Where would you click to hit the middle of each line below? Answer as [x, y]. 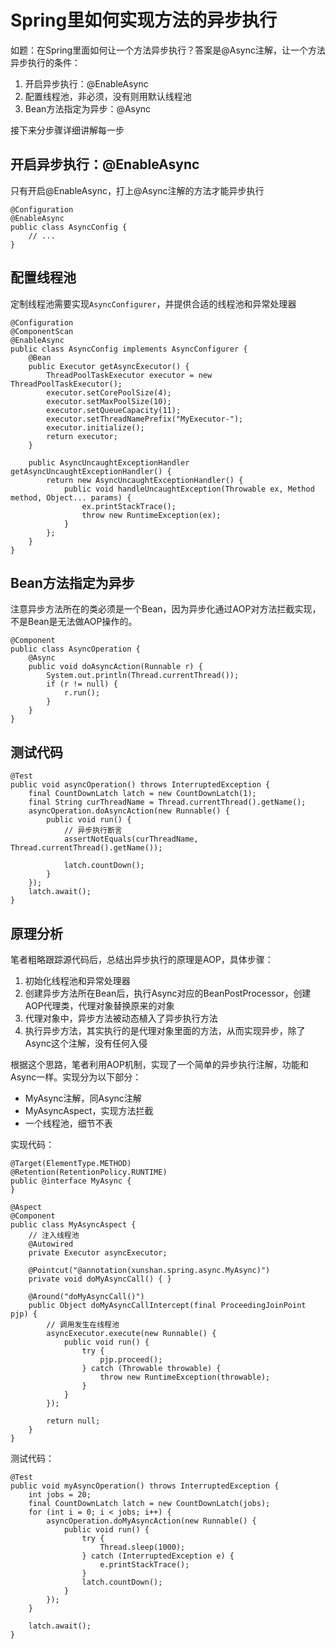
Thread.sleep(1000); [142, 1547]
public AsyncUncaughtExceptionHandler [109, 462]
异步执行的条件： [45, 62]
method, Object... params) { [71, 497]
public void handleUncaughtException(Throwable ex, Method [189, 489]
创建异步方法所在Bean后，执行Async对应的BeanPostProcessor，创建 [168, 993]
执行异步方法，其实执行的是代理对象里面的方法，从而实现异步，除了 [165, 1030]
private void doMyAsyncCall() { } [100, 1279]
